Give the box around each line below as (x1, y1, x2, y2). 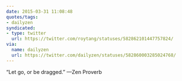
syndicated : (6, 25, 36, 31)
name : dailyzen (11, 47, 49, 53)
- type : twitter (6, 31, 46, 36)
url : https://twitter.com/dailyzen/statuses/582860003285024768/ (11, 52, 177, 58)
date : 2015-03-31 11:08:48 (6, 8, 73, 15)
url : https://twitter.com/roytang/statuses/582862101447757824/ (11, 36, 174, 42)
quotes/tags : (6, 14, 39, 20)
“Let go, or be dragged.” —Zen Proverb (6, 68, 103, 75)
